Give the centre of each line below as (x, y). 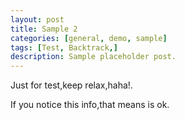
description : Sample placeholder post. (93, 57)
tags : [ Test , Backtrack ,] (64, 47)
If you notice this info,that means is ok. (90, 105)
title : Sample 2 (44, 29)
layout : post (37, 19)
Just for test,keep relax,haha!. (71, 85)
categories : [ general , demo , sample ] (89, 38)
